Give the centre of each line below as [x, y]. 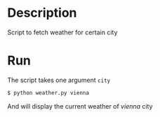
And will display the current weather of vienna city [80, 106]
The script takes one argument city [59, 80]
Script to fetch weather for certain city [62, 32]
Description [42, 13]
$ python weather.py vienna [48, 92]
